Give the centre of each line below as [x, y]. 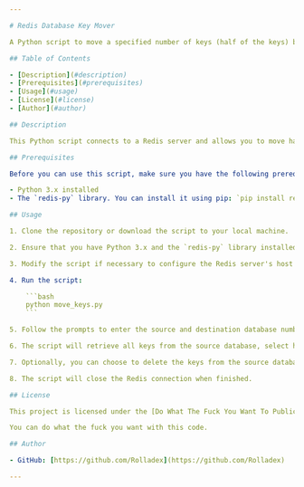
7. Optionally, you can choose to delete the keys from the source [139, 362]
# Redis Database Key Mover [62, 25]
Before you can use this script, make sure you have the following [139, 174]
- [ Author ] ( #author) [48, 109]
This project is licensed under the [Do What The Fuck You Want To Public [153, 411]
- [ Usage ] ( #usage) [44, 91]
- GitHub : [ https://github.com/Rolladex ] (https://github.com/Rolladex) [147, 461]
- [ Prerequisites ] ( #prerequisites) [76, 83]
